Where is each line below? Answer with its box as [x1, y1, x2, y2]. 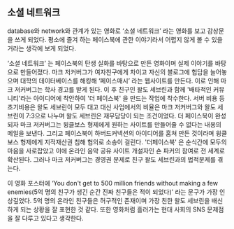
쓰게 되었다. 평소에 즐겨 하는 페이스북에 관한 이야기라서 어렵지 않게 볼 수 [14, 35, 210, 43]
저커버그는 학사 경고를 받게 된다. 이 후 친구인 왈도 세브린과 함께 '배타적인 [14, 85, 212, 93]
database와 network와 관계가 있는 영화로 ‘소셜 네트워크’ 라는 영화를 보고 [7, 27, 206, 35]
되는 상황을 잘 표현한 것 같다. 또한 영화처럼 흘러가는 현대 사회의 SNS [20, 205, 206, 214]
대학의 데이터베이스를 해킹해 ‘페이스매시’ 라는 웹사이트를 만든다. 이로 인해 [20, 76, 219, 85]
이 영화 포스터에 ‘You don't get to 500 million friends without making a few [7, 179, 219, 187]
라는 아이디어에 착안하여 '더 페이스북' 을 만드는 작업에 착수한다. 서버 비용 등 [20, 94, 225, 102]
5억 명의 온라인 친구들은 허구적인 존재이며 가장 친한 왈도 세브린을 [33, 196, 210, 204]
